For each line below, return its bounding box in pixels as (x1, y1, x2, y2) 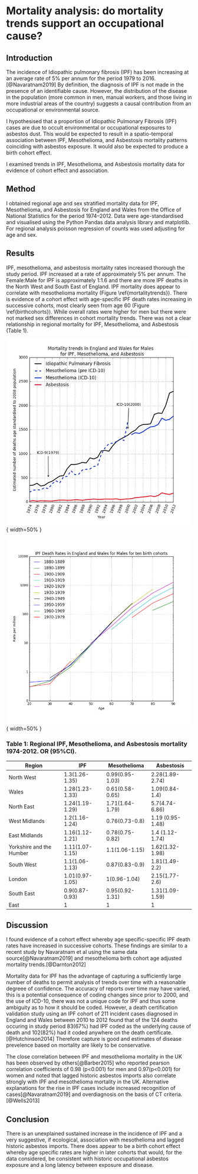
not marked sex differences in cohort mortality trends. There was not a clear (6, 314, 192, 321)
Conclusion (6, 1114, 49, 1124)
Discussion (6, 920, 48, 930)
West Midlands (8, 817, 45, 824)
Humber (8, 849, 28, 856)
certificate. (146, 1029, 173, 1036)
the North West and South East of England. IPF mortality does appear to (6, 283, 181, 290)
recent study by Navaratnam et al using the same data (6, 949, 138, 956)
